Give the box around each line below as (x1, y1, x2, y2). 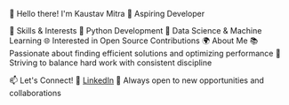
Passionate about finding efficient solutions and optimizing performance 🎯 (9, 49, 282, 58)
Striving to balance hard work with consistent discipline (9, 57, 213, 68)
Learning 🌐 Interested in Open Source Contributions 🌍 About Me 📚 (9, 35, 259, 46)
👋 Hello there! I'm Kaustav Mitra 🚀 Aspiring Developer (9, 9, 205, 19)
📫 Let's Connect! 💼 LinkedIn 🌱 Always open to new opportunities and (9, 75, 265, 86)
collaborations (9, 88, 62, 98)
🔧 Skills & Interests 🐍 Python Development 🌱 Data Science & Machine (9, 26, 262, 35)
